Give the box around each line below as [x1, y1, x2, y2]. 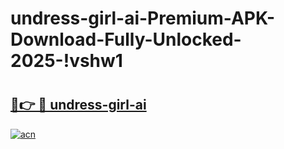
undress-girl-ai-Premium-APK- [10, 7, 276, 30]
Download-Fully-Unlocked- [10, 28, 242, 51]
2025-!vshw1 [10, 50, 123, 72]
